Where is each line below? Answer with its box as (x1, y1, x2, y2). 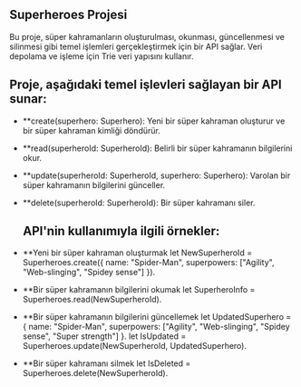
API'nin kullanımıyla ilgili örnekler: (22, 223, 220, 239)
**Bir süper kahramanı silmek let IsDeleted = (22, 358, 191, 369)
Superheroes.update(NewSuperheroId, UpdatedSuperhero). (22, 341, 248, 352)
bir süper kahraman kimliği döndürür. (22, 124, 160, 135)
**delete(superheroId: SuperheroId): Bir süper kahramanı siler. (22, 197, 256, 208)
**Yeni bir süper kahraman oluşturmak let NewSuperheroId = (22, 247, 252, 258)
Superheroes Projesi (9, 7, 128, 23)
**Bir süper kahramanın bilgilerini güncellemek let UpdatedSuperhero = (22, 312, 292, 322)
